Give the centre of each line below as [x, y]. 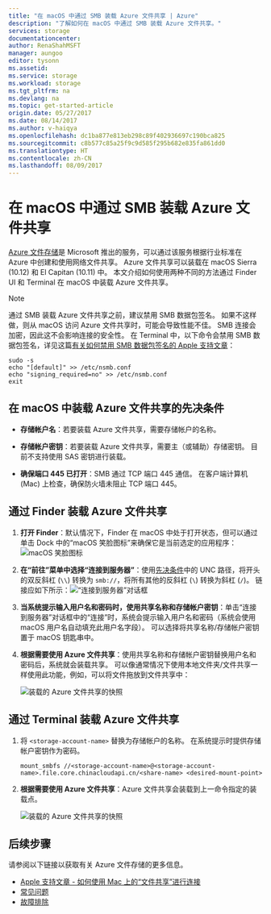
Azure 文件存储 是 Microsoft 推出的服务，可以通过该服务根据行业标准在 [125, 252]
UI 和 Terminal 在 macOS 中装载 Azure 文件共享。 [91, 282]
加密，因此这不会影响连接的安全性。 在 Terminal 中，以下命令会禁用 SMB [130, 335]
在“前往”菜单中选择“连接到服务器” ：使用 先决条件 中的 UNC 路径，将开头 [140, 570]
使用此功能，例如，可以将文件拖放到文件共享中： [108, 675]
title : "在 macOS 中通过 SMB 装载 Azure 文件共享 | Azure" [104, 16]
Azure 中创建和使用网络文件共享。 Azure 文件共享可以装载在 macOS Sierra [133, 262]
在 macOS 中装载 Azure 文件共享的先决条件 [116, 408]
